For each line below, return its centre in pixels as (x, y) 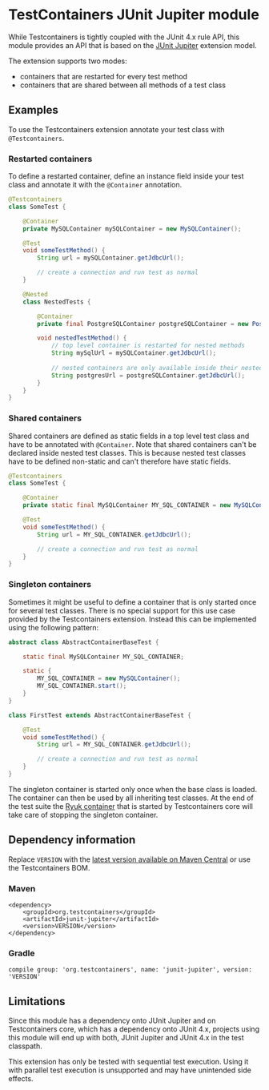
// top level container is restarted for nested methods (148, 346)
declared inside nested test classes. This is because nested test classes (127, 452)
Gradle (22, 953)
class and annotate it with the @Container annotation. (95, 185)
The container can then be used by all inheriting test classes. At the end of (131, 798)
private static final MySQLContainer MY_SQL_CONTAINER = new (126, 505)
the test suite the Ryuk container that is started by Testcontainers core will (131, 806)
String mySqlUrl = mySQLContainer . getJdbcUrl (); (134, 353)
